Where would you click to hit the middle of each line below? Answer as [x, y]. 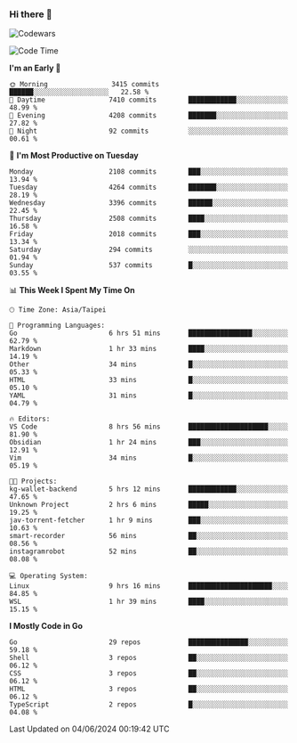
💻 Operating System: [49, 576]
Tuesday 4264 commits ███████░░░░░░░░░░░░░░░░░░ [149, 188]
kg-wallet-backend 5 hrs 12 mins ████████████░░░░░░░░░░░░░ [149, 489]
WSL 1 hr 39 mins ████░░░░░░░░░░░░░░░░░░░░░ [149, 602]
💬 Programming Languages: [57, 326]
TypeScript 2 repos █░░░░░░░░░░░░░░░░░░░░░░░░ [149, 705]
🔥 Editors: [30, 419]
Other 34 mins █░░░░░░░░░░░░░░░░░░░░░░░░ [149, 364]
